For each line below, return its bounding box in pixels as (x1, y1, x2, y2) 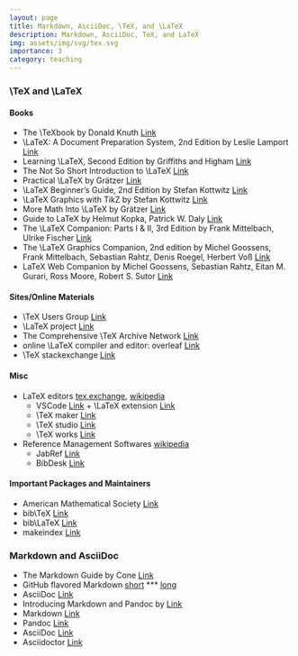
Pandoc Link (22, 618, 69, 629)
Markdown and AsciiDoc (9, 549, 119, 561)
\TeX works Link (35, 429, 96, 440)
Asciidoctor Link (22, 637, 83, 648)
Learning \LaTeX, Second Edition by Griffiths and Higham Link (22, 156, 252, 167)
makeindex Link (22, 526, 81, 537)
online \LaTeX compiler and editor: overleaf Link (22, 340, 201, 351)
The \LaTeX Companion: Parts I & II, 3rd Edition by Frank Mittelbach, (22, 223, 275, 234)
